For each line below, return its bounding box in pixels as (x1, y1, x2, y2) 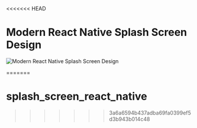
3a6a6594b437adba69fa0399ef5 (109, 109, 191, 116)
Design (6, 38, 42, 52)
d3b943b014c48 (109, 115, 150, 123)
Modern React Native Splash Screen (6, 26, 188, 39)
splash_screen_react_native (6, 90, 147, 103)
